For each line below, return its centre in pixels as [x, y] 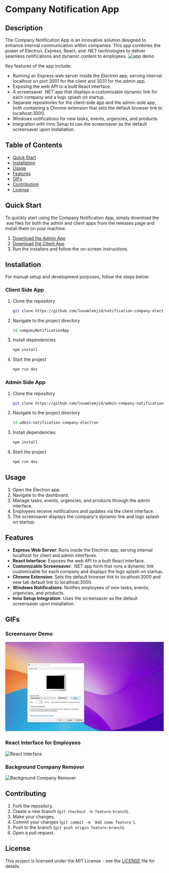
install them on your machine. [36, 228]
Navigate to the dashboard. [41, 495]
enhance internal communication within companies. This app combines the [83, 45]
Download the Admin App [39, 238]
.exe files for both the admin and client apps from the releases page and [80, 223]
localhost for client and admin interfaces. [55, 555]
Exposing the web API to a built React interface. [62, 86]
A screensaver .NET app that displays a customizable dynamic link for [85, 92]
